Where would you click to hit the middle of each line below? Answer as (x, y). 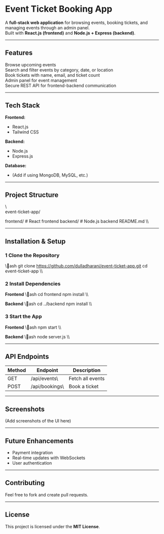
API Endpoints (27, 357)
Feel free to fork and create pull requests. (47, 494)
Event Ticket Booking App (59, 9)
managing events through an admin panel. (47, 27)
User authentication (32, 463)
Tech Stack (22, 105)
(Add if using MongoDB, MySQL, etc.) (50, 175)
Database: (16, 165)
